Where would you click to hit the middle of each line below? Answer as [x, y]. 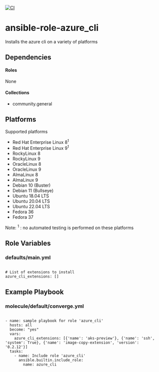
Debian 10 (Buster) [31, 185]
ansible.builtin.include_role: [51, 360]
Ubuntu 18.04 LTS [31, 196]
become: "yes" [24, 330]
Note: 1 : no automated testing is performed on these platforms [69, 227]
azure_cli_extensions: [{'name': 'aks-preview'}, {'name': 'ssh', [84, 338]
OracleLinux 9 [27, 169]
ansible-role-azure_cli [52, 28]
